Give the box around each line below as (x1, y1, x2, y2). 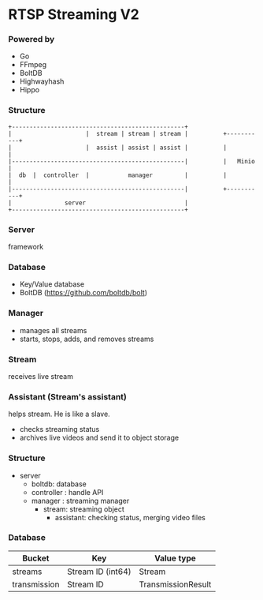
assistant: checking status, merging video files (54, 512, 206, 522)
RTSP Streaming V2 (8, 6, 139, 24)
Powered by (8, 34, 55, 45)
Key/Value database (19, 279, 85, 289)
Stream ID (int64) (66, 566, 131, 577)
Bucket (22, 553, 50, 564)
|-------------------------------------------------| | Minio (8, 157, 256, 165)
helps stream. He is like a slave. (8, 409, 110, 419)
